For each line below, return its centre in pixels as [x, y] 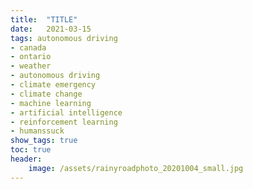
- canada [28, 47]
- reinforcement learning [64, 122]
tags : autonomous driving [64, 38]
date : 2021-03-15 [51, 29]
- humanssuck [37, 131]
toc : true [31, 150]
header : [26, 159]
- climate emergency [53, 85]
